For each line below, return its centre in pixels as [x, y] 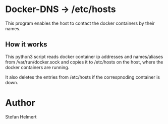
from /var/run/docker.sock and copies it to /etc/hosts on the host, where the [84, 62]
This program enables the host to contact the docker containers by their [80, 23]
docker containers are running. [37, 67]
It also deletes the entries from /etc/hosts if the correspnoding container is [83, 77]
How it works [26, 45]
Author [20, 103]
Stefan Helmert [21, 116]
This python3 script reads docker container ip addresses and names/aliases [84, 56]
